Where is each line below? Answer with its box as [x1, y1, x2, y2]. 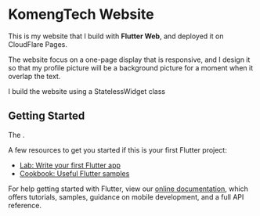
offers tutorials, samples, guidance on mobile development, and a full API [8, 192, 244, 201]
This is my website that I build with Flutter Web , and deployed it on [8, 31, 224, 41]
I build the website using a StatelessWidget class [8, 86, 166, 95]
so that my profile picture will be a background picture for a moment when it [8, 63, 253, 72]
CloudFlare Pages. [8, 39, 68, 49]
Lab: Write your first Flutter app [19, 160, 121, 170]
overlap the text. [8, 71, 61, 81]
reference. [8, 200, 42, 210]
